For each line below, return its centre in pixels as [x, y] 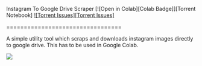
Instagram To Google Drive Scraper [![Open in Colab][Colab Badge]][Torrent [101, 9]
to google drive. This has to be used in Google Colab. [72, 45]
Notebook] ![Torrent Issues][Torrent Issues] [60, 15]
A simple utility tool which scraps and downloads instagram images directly [100, 38]
